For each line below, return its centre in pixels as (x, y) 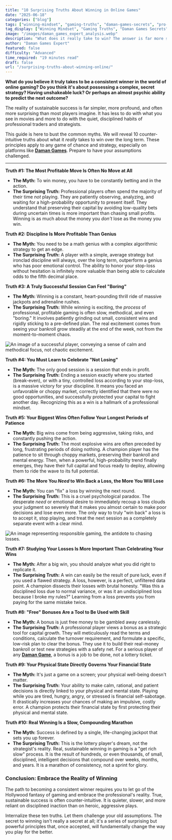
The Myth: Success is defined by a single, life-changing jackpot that (85, 733)
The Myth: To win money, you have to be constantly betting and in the (87, 181)
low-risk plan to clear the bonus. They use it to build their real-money (86, 644)
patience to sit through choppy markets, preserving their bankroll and (86, 455)
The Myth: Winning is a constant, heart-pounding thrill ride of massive (87, 296)
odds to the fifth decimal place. (46, 276)
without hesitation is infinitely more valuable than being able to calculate (89, 271)
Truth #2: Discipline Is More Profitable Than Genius (61, 234)
